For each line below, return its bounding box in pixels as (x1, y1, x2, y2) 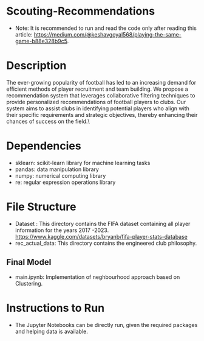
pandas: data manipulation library (15, 166, 99, 173)
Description (6, 59, 67, 72)
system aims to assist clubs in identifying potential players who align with (6, 105, 189, 112)
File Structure (6, 200, 76, 214)
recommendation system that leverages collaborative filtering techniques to (6, 91, 195, 99)
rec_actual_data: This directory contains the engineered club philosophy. (15, 239, 197, 247)
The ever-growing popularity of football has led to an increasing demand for (6, 79, 196, 86)
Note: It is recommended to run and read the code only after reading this (15, 24, 197, 32)
